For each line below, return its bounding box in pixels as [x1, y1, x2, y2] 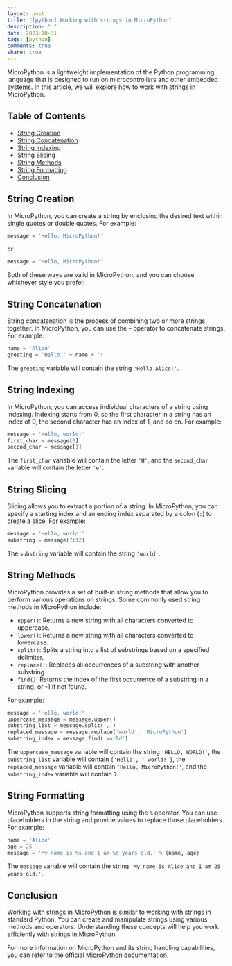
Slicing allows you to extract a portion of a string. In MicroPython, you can [7, 502, 218, 510]
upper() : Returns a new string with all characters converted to [17, 616, 194, 624]
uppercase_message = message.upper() [7, 716, 116, 723]
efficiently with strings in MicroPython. [7, 930, 118, 938]
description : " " [7, 23, 57, 30]
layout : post [7, 10, 45, 17]
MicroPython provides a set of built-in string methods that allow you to [7, 588, 209, 596]
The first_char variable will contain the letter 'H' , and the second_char [7, 456, 209, 465]
